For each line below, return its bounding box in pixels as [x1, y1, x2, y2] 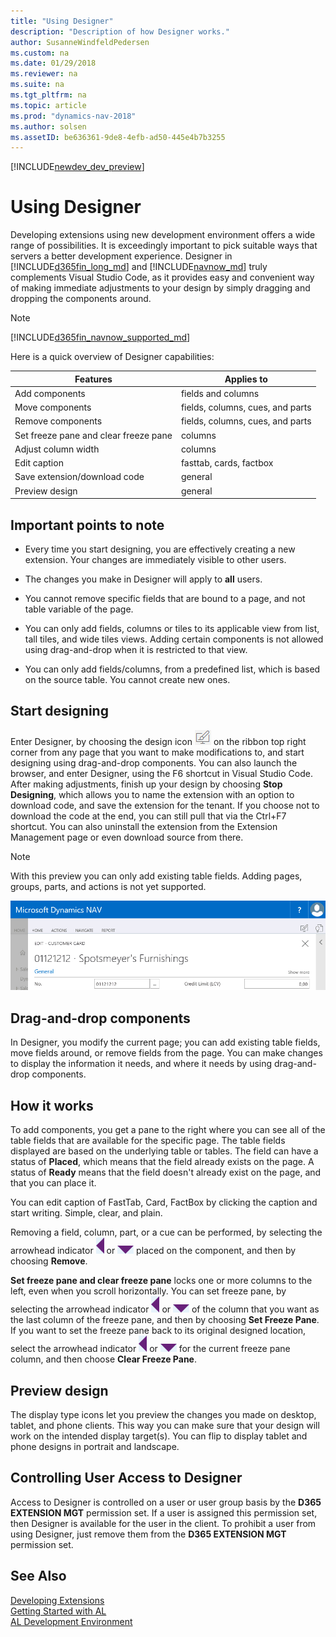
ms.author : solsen [10, 121, 87, 132]
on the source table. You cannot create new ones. [24, 674, 231, 685]
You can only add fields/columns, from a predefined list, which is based [24, 663, 321, 675]
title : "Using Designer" [10, 16, 114, 26]
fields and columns [180, 387, 260, 399]
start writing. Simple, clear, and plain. [10, 1207, 163, 1219]
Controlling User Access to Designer [10, 1470, 243, 1487]
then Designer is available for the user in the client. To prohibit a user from [10, 1517, 317, 1529]
